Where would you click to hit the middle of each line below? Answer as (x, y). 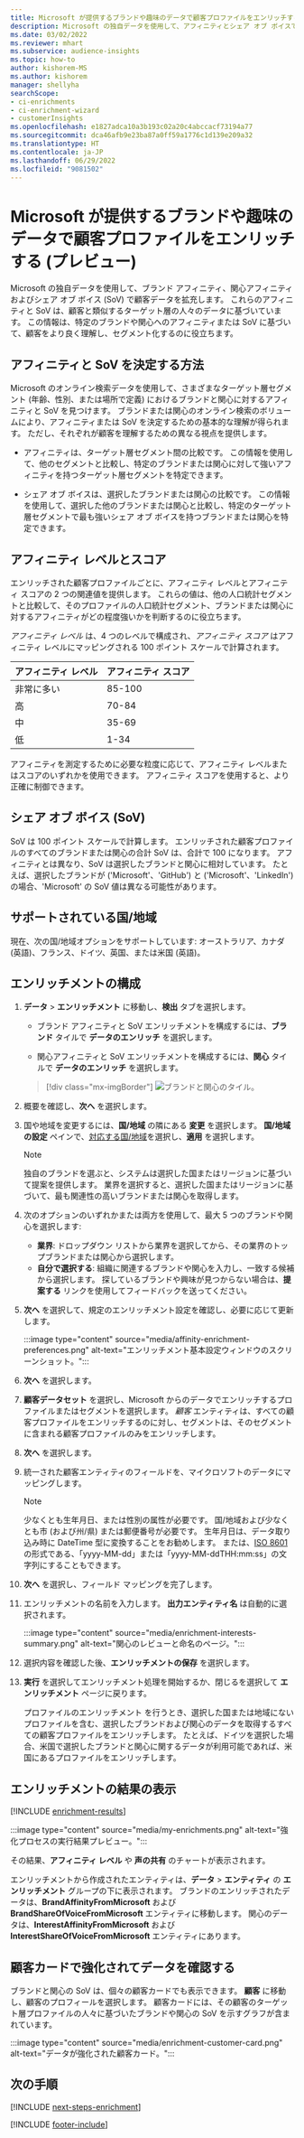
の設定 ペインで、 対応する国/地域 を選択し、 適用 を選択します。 (141, 1137)
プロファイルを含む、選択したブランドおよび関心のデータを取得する (150, 1724)
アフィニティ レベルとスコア (88, 560)
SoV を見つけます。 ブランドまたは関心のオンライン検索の (152, 411)
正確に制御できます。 (50, 786)
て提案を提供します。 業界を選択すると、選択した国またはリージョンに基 (158, 1185)
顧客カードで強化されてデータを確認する (123, 1967)
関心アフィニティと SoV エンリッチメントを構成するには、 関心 (153, 1057)
